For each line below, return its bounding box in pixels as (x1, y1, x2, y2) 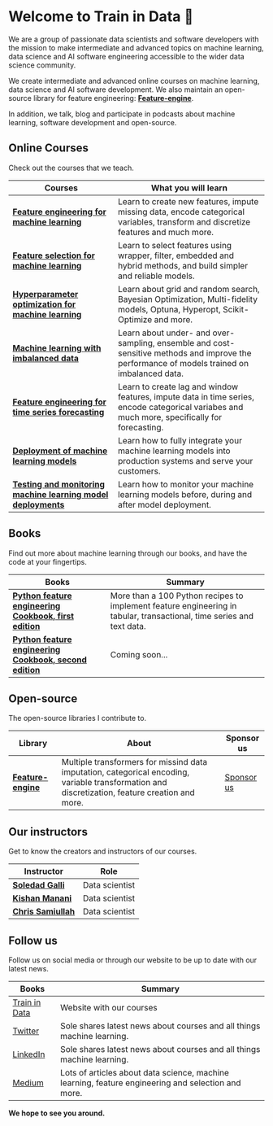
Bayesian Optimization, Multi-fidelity (117, 293, 258, 304)
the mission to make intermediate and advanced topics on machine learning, (8, 42, 264, 52)
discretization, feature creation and (61, 787, 195, 798)
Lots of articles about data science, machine (60, 1067, 230, 1078)
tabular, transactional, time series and (110, 610, 254, 622)
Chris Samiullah (12, 906, 76, 918)
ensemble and (157, 337, 211, 348)
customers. (117, 465, 161, 477)
